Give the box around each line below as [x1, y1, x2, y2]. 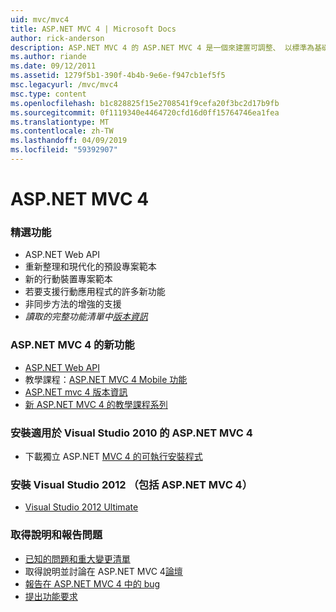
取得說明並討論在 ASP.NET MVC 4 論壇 [24, 565, 183, 577]
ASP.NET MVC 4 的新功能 [10, 338, 135, 352]
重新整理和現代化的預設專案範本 [24, 261, 157, 273]
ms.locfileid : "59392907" [10, 145, 118, 155]
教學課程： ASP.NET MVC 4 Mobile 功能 [24, 373, 188, 385]
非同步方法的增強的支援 [24, 298, 122, 310]
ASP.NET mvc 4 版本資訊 [24, 386, 128, 398]
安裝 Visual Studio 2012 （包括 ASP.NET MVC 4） [10, 477, 253, 491]
